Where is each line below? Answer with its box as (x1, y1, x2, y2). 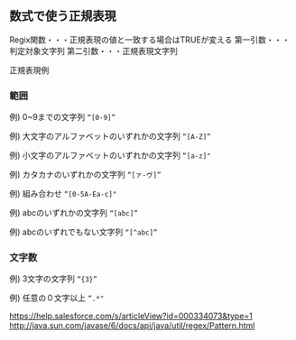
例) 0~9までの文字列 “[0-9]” (9, 112, 116, 123)
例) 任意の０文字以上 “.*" (9, 292, 105, 304)
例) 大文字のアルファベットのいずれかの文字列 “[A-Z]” (9, 131, 211, 142)
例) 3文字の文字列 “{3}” (9, 273, 97, 284)
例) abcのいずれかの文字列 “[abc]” (9, 207, 138, 218)
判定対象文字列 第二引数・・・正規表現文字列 (9, 45, 178, 56)
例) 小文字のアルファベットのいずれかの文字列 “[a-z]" (9, 150, 211, 161)
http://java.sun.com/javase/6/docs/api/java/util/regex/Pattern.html (9, 320, 255, 331)
